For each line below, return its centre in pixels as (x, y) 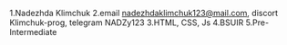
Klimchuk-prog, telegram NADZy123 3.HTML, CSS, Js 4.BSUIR (127, 22)
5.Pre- (257, 22)
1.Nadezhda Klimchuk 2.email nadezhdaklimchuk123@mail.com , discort (144, 13)
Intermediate (33, 32)
